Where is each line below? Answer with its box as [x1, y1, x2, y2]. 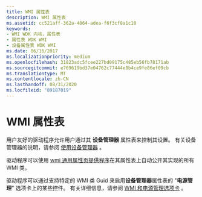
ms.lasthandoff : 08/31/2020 [6, 82, 77, 88]
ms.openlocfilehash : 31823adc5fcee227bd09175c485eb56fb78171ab [6, 59, 169, 65]
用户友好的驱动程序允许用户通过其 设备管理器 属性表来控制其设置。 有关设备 [6, 136, 197, 143]
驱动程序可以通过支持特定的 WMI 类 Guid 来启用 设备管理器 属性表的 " [6, 177, 177, 184]
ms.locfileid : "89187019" [6, 87, 71, 93]
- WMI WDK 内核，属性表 [6, 31, 60, 37]
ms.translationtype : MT [6, 70, 67, 77]
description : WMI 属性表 [6, 14, 67, 20]
